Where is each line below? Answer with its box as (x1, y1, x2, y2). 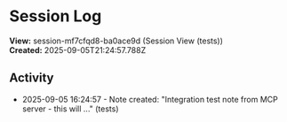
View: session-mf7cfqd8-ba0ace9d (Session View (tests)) (9, 35, 224, 46)
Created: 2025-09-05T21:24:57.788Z (9, 44, 147, 55)
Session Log (9, 6, 102, 27)
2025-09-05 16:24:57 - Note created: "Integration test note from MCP (21, 94, 278, 104)
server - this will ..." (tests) (21, 103, 119, 114)
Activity (9, 71, 55, 86)
